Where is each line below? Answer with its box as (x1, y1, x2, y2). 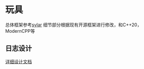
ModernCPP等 (5, 28, 35, 34)
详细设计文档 (5, 58, 32, 64)
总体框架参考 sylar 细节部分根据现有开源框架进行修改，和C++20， (5, 22, 142, 28)
